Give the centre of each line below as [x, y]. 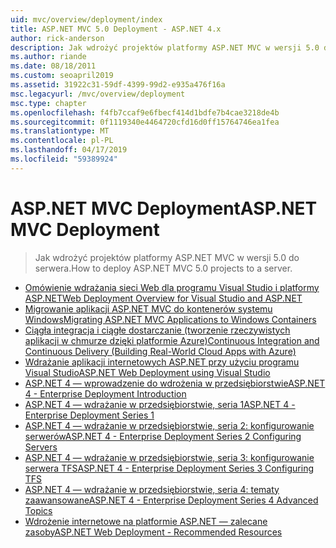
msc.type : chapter [48, 103]
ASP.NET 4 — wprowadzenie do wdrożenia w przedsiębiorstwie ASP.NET [175, 383]
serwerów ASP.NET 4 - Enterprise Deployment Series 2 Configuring [163, 436]
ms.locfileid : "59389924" [64, 159]
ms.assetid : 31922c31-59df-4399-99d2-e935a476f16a [118, 85]
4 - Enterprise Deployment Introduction [105, 393]
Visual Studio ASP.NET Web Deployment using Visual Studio [147, 372]
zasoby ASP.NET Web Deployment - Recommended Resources [153, 532]
